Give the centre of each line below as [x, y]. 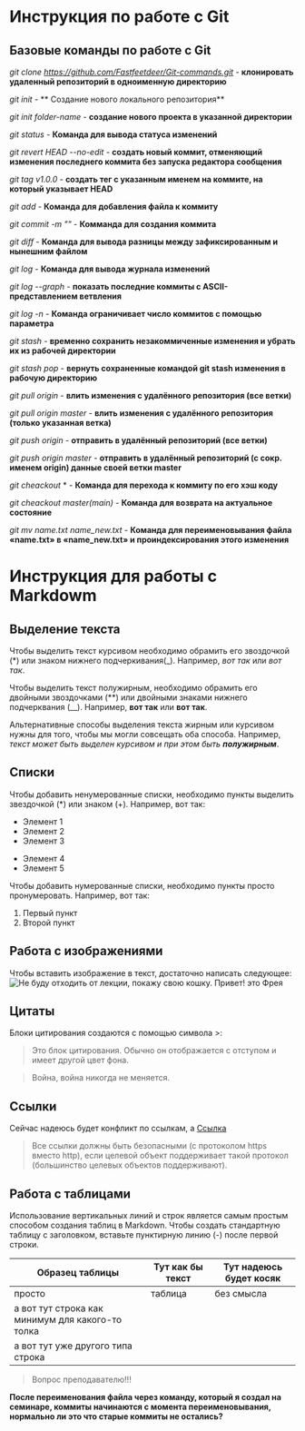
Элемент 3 [44, 841]
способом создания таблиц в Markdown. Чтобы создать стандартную [145, 1225]
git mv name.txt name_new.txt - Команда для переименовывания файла [151, 530]
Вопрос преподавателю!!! [81, 1380]
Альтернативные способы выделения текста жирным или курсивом [142, 725]
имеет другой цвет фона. [80, 1061]
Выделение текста [65, 629]
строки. [24, 1245]
